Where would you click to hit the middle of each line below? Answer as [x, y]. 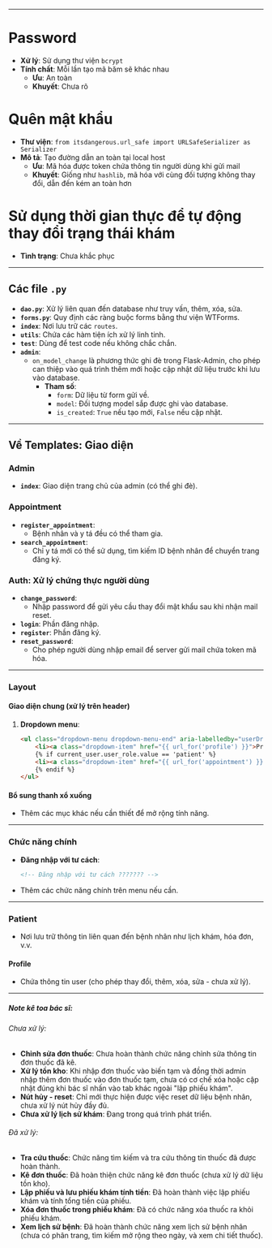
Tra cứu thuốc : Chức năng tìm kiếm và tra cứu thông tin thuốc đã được [138, 1157]
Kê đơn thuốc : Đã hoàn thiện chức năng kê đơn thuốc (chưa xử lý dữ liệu [141, 1175]
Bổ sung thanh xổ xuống [50, 795]
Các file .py [38, 289]
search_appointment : [54, 542]
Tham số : [60, 386]
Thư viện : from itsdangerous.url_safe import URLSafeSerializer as [135, 141]
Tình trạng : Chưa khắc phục [67, 256]
